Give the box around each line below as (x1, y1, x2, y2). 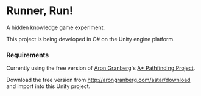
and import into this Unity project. (6, 83, 91, 90)
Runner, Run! (6, 4, 73, 18)
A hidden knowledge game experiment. (6, 24, 105, 31)
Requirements (6, 50, 49, 59)
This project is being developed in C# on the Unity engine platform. (6, 35, 175, 43)
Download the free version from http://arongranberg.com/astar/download (6, 77, 191, 84)
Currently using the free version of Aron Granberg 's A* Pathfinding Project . (6, 64, 196, 72)
